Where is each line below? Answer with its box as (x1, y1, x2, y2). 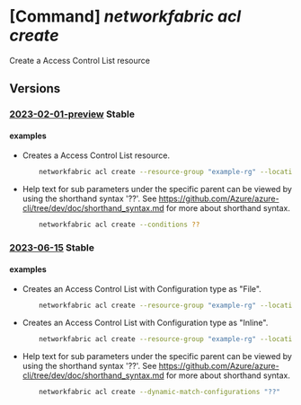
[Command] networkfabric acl (9, 6, 242, 27)
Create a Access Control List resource (9, 55, 151, 66)
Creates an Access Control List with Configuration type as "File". (22, 284, 262, 295)
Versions (9, 81, 61, 96)
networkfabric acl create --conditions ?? (39, 220, 200, 230)
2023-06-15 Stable (9, 242, 95, 254)
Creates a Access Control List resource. (22, 150, 171, 161)
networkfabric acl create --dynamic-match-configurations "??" (39, 388, 280, 397)
